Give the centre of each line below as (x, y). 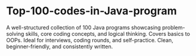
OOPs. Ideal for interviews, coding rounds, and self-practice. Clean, (90, 40)
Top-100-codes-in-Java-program (92, 11)
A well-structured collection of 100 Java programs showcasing (84, 27)
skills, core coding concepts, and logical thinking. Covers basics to (108, 33)
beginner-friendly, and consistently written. (60, 46)
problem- (174, 27)
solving (15, 33)
